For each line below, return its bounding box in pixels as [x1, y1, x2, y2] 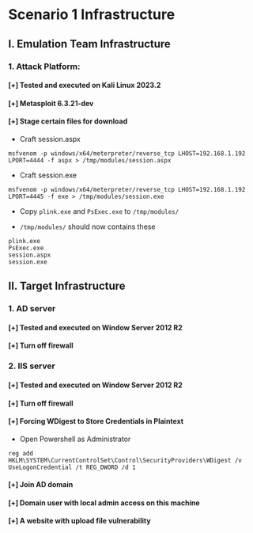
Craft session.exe [19, 170, 77, 180]
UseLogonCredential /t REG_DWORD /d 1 [8, 463, 136, 471]
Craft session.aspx [19, 134, 81, 143]
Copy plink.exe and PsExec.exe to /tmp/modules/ [19, 206, 179, 215]
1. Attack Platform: [8, 61, 81, 72]
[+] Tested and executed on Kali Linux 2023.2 [8, 81, 161, 90]
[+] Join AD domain [8, 480, 74, 489]
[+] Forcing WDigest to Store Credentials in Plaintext [8, 417, 184, 426]
